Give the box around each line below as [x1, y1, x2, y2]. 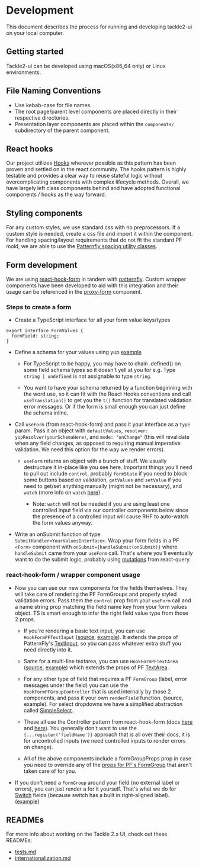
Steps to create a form [6, 303, 72, 311]
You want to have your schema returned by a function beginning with [23, 384, 192, 391]
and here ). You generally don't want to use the [23, 724, 137, 731]
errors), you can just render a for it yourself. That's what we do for [14, 785, 176, 792]
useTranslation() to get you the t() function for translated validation [23, 397, 192, 404]
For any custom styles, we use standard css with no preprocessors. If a [6, 224, 181, 231]
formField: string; [11, 333, 60, 339]
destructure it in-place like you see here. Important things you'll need [23, 464, 192, 471]
